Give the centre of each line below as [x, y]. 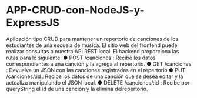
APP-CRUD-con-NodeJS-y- [76, 10]
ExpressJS [33, 23]
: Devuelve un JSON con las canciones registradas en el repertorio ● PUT [96, 70]
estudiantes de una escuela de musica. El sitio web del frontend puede [92, 45]
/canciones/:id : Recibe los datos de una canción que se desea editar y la [95, 76]
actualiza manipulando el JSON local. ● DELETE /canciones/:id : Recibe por [98, 82]
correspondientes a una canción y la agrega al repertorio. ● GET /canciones [99, 64]
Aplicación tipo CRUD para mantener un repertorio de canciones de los [92, 39]
